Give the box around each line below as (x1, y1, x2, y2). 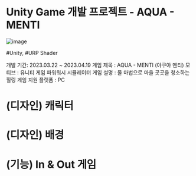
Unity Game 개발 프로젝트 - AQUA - (6, 5, 175, 19)
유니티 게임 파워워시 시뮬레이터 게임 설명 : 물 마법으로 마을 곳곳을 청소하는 (19, 69, 190, 76)
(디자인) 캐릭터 (6, 99, 74, 113)
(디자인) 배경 (6, 128, 64, 142)
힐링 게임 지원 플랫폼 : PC (6, 76, 65, 83)
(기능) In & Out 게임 (6, 158, 97, 171)
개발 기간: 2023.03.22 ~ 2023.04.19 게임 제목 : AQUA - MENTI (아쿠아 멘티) (6, 61, 184, 69)
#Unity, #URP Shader (6, 49, 58, 56)
